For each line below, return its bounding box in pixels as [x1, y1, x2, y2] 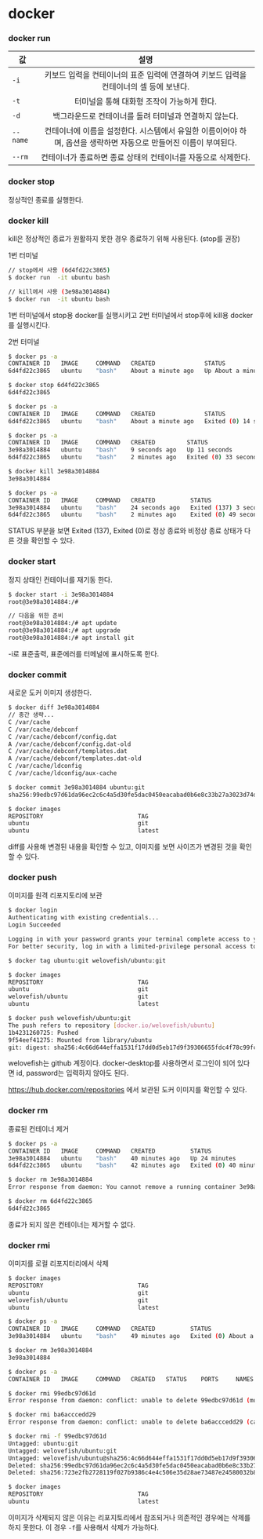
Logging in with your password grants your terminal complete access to [8, 935, 250, 943]
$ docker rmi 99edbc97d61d [8, 1389, 96, 1398]
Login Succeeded [8, 921, 61, 929]
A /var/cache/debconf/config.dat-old [8, 740, 131, 748]
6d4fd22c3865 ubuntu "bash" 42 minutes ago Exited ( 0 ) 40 [8, 1161, 236, 1170]
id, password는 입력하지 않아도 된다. [16, 1069, 129, 1078]
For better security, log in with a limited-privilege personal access [8, 942, 247, 950]
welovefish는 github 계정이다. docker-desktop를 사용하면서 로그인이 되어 [8, 1058, 236, 1068]
